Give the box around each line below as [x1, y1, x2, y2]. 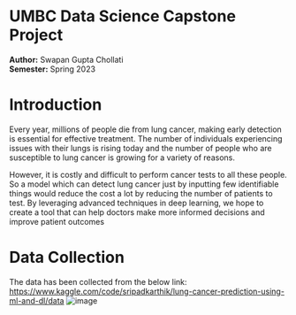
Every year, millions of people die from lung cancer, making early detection [9, 124, 283, 134]
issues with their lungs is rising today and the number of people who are [9, 142, 272, 153]
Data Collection [9, 248, 125, 267]
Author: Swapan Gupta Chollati [9, 54, 124, 65]
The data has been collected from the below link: [9, 276, 187, 287]
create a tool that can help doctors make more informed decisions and [9, 206, 265, 218]
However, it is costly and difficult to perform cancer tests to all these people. [9, 169, 287, 180]
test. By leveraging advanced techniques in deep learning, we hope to [9, 197, 264, 208]
